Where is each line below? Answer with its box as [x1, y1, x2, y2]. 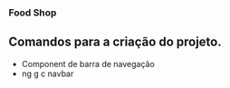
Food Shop [8, 6, 57, 19]
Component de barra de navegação [21, 58, 155, 69]
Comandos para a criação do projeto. [8, 34, 223, 50]
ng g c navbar [21, 68, 74, 79]
